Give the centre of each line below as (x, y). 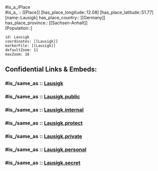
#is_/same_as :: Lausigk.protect (44, 123)
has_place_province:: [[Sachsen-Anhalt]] (46, 23)
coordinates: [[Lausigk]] (31, 41)
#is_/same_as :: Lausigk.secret (43, 163)
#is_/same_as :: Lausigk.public (42, 97)
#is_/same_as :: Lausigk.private (44, 136)
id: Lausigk (17, 37)
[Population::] (19, 28)
